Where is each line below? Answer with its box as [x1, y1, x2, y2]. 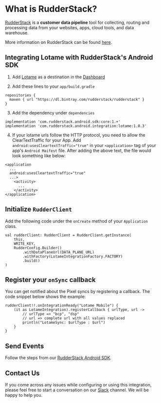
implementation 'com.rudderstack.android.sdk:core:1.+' [5, 119, 121, 124]
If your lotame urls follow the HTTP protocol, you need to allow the [12, 132, 145, 138]
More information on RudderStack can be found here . [5, 39, 112, 45]
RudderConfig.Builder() [14, 245, 62, 250]
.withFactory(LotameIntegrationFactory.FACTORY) [22, 254, 123, 259]
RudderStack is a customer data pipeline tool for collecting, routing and [5, 19, 150, 25]
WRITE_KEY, [14, 241, 36, 246]
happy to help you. [5, 392, 43, 398]
